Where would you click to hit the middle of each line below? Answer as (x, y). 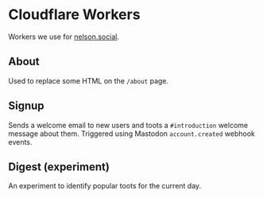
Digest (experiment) (59, 167)
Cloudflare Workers (74, 15)
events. (20, 142)
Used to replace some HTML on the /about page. (89, 80)
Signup (27, 106)
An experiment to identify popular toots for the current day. (105, 186)
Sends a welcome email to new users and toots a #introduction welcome (128, 125)
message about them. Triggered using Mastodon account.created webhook (132, 134)
